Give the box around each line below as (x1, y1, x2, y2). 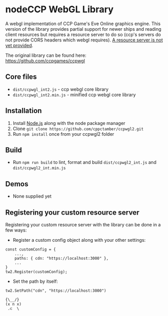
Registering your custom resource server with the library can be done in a (5, 222, 161, 227)
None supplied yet (12, 193, 52, 199)
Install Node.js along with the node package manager (12, 120, 125, 126)
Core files (5, 73, 37, 81)
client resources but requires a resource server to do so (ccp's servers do (5, 31, 161, 37)
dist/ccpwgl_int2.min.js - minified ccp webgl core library (12, 91, 136, 98)
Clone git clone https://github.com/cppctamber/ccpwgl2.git (12, 125, 144, 132)
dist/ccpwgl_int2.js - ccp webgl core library (12, 86, 109, 92)
